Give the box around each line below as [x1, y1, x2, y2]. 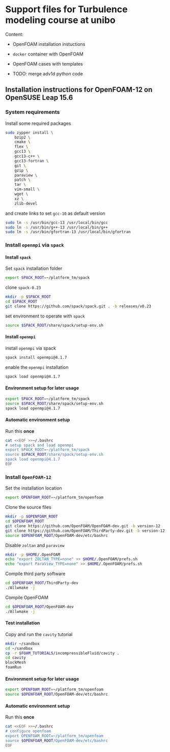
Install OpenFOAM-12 [5, 473, 52, 480]
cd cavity [5, 655, 26, 660]
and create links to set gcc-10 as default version [5, 210, 105, 216]
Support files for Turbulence [5, 4, 128, 15]
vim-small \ [14, 187, 40, 192]
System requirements [5, 108, 60, 115]
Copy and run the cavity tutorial [5, 631, 73, 637]
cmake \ [14, 139, 31, 144]
